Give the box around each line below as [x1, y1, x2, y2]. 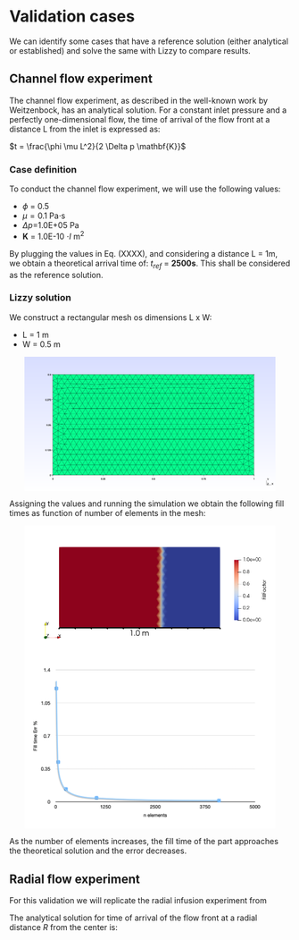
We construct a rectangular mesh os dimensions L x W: [9, 311, 212, 323]
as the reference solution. [9, 269, 104, 280]
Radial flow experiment [9, 871, 140, 886]
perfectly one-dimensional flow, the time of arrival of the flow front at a [9, 114, 270, 124]
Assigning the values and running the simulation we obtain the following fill [9, 498, 285, 509]
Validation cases [9, 6, 136, 27]
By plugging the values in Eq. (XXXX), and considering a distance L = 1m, [9, 248, 278, 258]
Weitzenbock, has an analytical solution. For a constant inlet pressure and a [9, 105, 287, 115]
